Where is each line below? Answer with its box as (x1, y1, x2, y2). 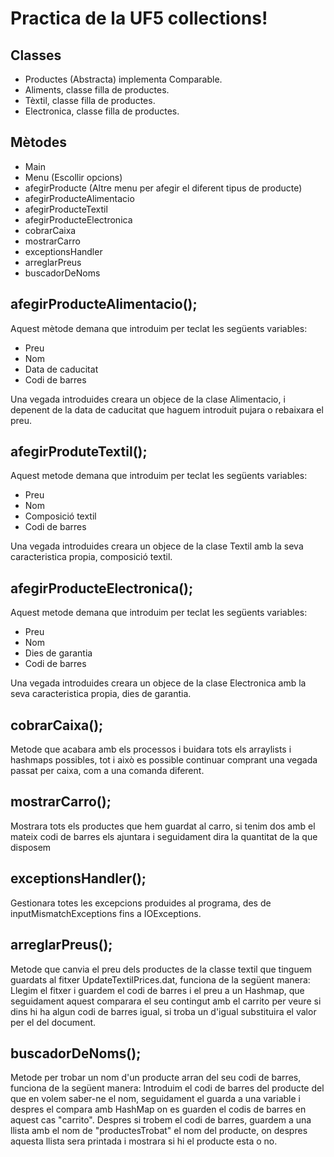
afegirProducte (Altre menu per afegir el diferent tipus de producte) (24, 182, 303, 194)
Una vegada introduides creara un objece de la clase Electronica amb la (10, 677, 307, 689)
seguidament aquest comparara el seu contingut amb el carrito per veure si (10, 995, 322, 1007)
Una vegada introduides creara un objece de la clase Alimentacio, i (10, 393, 286, 405)
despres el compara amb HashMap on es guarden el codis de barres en (10, 1103, 307, 1116)
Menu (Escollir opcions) (24, 171, 123, 183)
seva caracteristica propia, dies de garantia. (10, 688, 192, 700)
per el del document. (10, 1016, 97, 1028)
